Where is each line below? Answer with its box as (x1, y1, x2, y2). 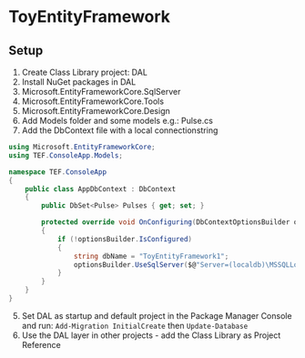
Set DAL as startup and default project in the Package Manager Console (21, 310, 292, 321)
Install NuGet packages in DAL (21, 77, 137, 87)
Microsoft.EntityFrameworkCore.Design (21, 106, 170, 116)
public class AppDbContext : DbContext (25, 184, 177, 193)
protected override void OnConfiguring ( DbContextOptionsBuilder (41, 218, 290, 227)
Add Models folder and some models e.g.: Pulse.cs (21, 116, 213, 126)
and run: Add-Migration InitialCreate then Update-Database (21, 320, 249, 331)
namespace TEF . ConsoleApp (8, 167, 107, 177)
